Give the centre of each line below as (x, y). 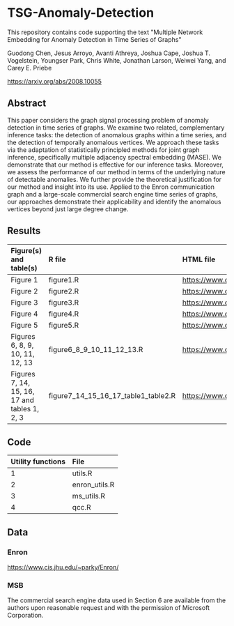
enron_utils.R (93, 484)
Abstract (27, 104)
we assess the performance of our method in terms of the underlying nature (116, 171)
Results (24, 231)
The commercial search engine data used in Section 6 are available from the (117, 600)
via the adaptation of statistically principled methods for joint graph (103, 150)
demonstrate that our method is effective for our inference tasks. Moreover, (116, 165)
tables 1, (25, 409)
